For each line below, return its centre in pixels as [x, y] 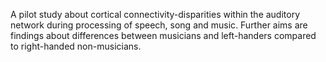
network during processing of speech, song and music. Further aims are [159, 25]
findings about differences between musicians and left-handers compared [163, 35]
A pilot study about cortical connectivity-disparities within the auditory [155, 14]
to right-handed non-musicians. [76, 46]
